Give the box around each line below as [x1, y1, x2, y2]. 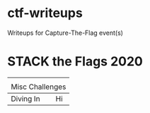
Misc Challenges [11, 82, 67, 92]
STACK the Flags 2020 [7, 53, 143, 70]
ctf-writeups [7, 5, 83, 21]
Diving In [11, 94, 40, 104]
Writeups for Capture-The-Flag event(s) [7, 28, 124, 37]
